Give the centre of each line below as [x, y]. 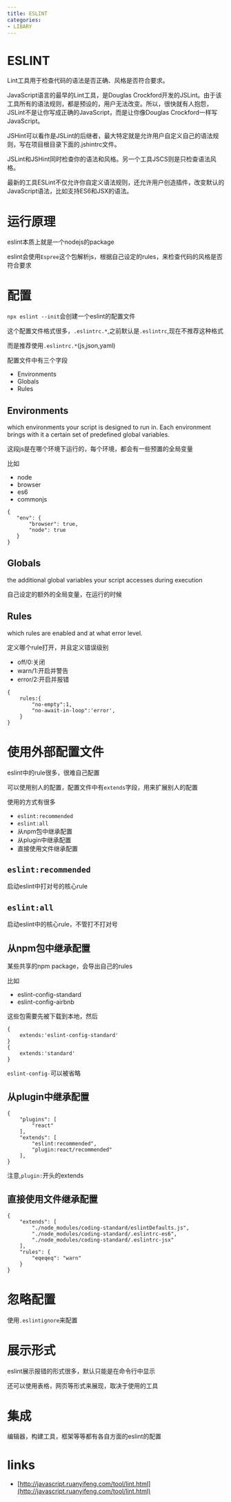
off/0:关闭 [31, 662]
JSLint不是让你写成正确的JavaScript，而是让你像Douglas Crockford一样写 [112, 113]
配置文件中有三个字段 [37, 361]
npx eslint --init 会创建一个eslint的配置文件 [71, 316]
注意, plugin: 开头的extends [46, 1175]
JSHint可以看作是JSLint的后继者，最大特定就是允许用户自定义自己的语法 [110, 136]
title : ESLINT [28, 13]
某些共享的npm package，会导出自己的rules [70, 966]
